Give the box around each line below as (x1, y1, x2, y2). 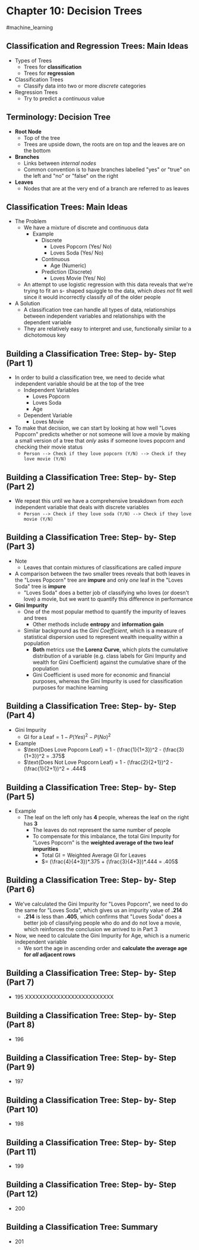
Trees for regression (23, 70, 75, 77)
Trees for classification (23, 63, 82, 70)
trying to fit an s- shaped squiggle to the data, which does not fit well (23, 287, 193, 295)
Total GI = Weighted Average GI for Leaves (41, 852, 147, 859)
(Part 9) (6, 1062, 35, 1072)
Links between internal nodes (23, 159, 97, 167)
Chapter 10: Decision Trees (6, 4, 143, 18)
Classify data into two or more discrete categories (23, 82, 147, 89)
